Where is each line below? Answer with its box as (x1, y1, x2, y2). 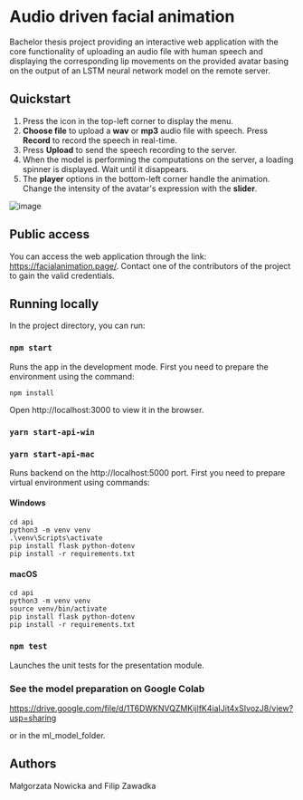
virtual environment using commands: (9, 477, 151, 487)
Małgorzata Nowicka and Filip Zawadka (9, 780, 156, 791)
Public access (9, 227, 90, 242)
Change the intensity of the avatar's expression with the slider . (22, 183, 258, 194)
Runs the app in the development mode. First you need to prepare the (9, 361, 269, 372)
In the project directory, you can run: (9, 320, 146, 332)
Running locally (9, 296, 99, 312)
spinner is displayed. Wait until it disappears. (22, 163, 189, 174)
